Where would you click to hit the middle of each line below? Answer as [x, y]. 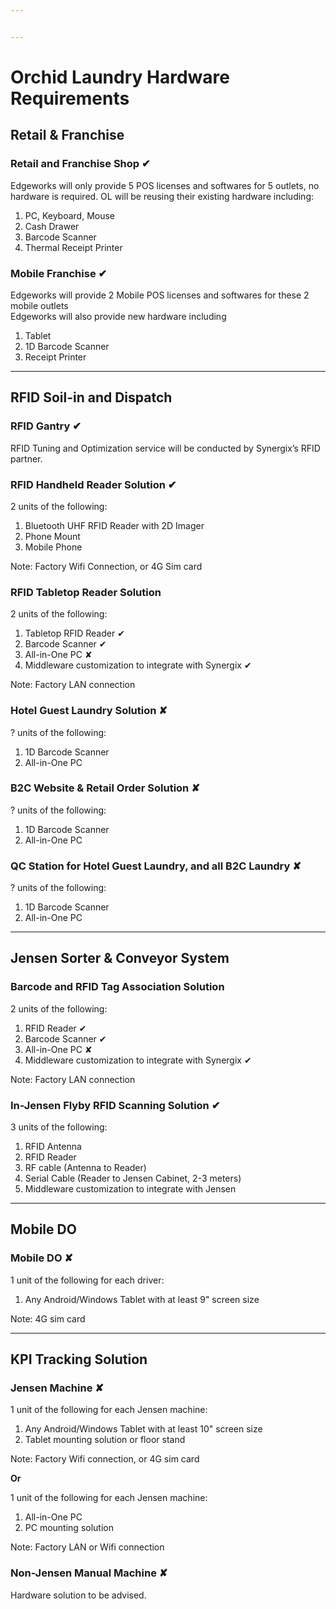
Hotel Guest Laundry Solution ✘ [89, 711]
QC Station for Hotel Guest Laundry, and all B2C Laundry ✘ [156, 866]
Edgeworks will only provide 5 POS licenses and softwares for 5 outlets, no [165, 185]
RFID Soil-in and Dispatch [91, 397]
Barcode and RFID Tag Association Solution [117, 987]
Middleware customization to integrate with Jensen [130, 1189]
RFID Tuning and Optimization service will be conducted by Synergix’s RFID [165, 448]
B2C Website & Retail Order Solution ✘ [105, 788]
